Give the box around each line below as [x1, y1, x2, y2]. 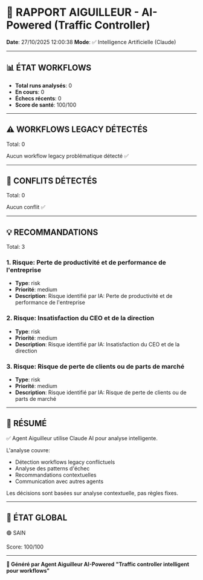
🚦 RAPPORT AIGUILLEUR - [6, 5, 140, 19]
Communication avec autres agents [14, 478, 104, 485]
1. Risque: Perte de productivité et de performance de [6, 259, 166, 267]
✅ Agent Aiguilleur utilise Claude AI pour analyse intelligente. [6, 434, 158, 441]
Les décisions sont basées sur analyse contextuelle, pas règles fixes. [6, 489, 179, 496]
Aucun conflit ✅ [6, 203, 46, 211]
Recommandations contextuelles [14, 471, 97, 478]
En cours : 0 [14, 88, 45, 96]
